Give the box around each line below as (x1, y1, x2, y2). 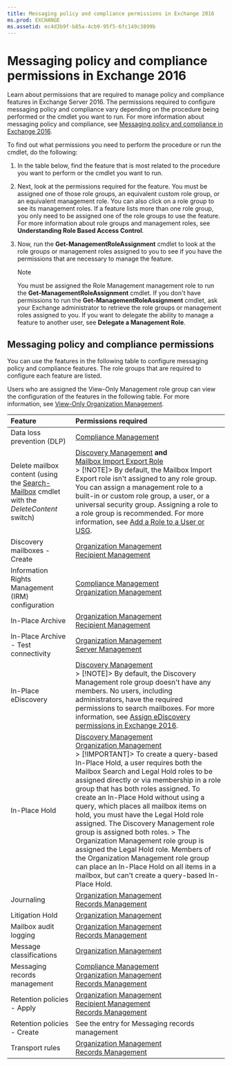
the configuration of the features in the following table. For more (7, 392, 190, 401)
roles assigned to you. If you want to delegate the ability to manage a (17, 311, 214, 320)
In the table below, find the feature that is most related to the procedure (17, 161, 221, 170)
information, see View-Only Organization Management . (7, 400, 164, 408)
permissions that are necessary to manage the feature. (17, 254, 174, 263)
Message (10, 942, 41, 952)
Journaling (10, 895, 46, 905)
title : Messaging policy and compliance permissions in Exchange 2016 (7, 10, 215, 17)
